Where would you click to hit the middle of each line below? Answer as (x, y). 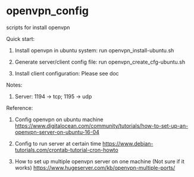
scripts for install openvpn (38, 27)
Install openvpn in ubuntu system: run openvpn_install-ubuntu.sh (94, 50)
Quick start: (20, 39)
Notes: (14, 85)
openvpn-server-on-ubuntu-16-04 (57, 132)
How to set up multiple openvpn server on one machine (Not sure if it (99, 161)
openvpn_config (48, 11)
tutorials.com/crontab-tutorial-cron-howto (66, 150)
